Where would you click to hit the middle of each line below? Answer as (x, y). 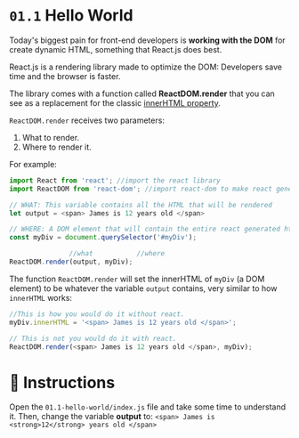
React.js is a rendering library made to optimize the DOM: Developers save (146, 67)
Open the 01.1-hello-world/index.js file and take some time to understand (148, 407)
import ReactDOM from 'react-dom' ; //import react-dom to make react (141, 189)
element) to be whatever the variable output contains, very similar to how (143, 288)
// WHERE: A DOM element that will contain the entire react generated (145, 229)
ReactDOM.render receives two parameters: (87, 120)
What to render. (51, 137)
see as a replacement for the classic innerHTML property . (115, 102)
